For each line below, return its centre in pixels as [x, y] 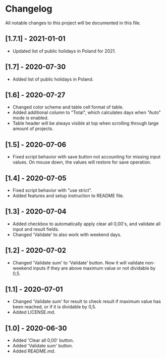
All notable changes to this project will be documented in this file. [73, 23]
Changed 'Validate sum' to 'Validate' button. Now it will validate [78, 263]
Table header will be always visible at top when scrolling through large [86, 123]
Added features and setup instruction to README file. [68, 196]
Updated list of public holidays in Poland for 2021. [64, 51]
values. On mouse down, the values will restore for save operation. [82, 162]
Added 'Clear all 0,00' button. [43, 340]
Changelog [29, 9]
